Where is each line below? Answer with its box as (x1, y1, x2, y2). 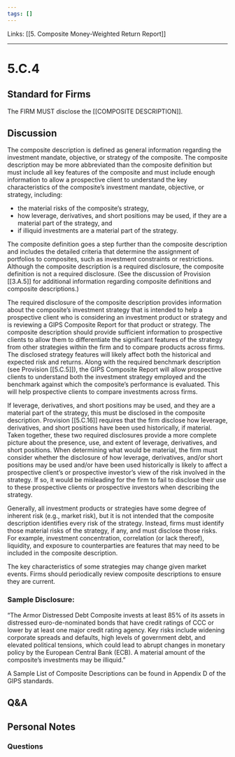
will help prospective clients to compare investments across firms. (7, 388, 198, 396)
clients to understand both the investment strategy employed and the (7, 373, 206, 381)
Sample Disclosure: (7, 595, 75, 605)
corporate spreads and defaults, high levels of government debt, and (7, 633, 206, 641)
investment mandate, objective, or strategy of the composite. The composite (7, 154, 228, 162)
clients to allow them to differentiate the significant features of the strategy (7, 336, 222, 344)
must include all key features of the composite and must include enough (7, 168, 215, 177)
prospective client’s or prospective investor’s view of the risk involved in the (7, 468, 226, 477)
